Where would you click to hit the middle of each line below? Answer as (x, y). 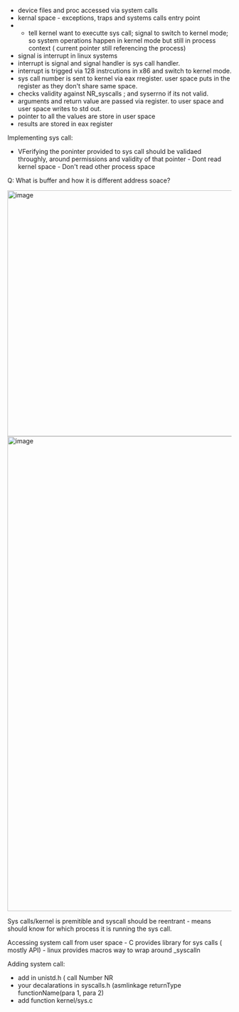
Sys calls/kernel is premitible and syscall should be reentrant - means (109, 921)
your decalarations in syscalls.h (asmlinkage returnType (99, 985)
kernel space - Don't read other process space (86, 166)
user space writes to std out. (59, 109)
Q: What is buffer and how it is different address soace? (89, 180)
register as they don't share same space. (78, 86)
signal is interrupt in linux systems (68, 56)
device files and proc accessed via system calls (87, 10)
